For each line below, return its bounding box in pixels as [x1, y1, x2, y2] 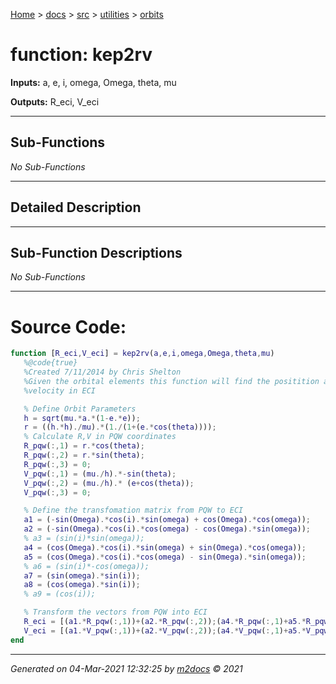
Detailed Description [10, 199, 142, 216]
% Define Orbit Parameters [23, 404, 137, 414]
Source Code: [10, 315, 127, 338]
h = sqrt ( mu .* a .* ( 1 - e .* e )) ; [23, 413, 141, 423]
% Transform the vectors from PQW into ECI [23, 607, 208, 618]
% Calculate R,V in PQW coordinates [23, 432, 177, 442]
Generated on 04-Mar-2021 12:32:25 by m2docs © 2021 [10, 662, 243, 674]
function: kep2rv [10, 44, 153, 66]
